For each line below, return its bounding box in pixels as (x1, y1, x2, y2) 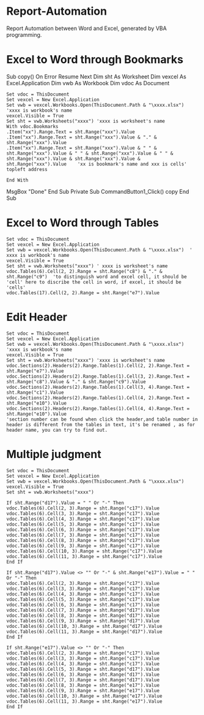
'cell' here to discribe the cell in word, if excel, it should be (6, 279, 182, 285)
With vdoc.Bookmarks (6, 123, 59, 129)
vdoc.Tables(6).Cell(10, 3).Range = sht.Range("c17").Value (6, 548, 163, 554)
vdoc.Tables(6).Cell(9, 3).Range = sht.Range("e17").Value (6, 687, 160, 694)
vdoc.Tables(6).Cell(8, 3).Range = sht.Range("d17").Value (6, 612, 160, 619)
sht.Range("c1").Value (6, 389, 64, 396)
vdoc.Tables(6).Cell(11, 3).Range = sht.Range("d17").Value (6, 629, 163, 635)
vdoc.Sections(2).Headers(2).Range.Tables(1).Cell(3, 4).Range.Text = (6, 384, 190, 390)
